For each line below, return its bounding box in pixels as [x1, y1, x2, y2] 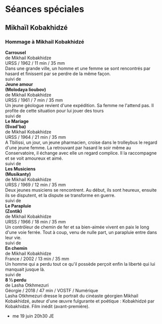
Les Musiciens [5, 166, 36, 172]
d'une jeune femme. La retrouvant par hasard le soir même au [5, 144, 131, 150]
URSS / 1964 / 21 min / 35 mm [5, 134, 66, 140]
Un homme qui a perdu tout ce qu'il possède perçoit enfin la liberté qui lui [5, 261, 155, 267]
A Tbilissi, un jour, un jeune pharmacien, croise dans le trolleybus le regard [5, 139, 158, 145]
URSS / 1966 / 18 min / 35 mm [5, 218, 66, 224]
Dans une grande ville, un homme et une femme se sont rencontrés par [5, 65, 151, 71]
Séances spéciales [5, 3, 84, 15]
